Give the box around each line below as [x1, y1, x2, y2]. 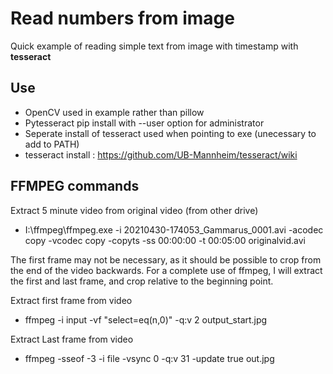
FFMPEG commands [10, 178, 140, 195]
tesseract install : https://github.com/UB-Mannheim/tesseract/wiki [24, 148, 298, 161]
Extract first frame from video [10, 294, 133, 306]
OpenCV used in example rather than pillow [24, 106, 205, 118]
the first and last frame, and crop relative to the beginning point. [10, 275, 274, 287]
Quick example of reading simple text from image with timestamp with [10, 40, 299, 52]
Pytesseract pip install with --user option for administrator [24, 117, 265, 129]
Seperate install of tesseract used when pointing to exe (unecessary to [24, 127, 317, 139]
